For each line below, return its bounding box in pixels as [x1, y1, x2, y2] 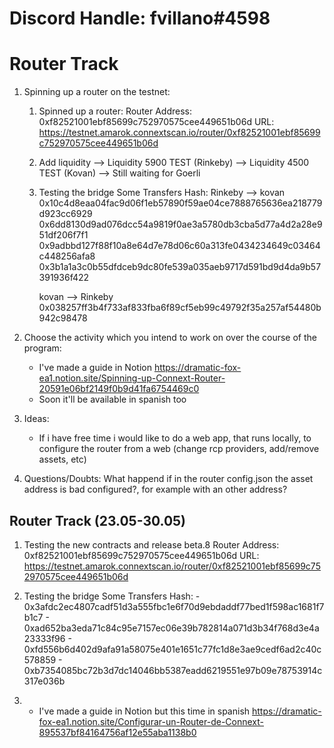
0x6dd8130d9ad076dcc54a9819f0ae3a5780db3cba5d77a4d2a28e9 [38, 218, 323, 231]
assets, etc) [38, 453, 87, 466]
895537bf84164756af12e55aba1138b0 [38, 726, 197, 738]
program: [23, 342, 62, 354]
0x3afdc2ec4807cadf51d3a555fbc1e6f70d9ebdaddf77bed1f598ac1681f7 [23, 600, 325, 612]
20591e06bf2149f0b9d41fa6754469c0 [38, 383, 200, 395]
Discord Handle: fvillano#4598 [9, 7, 271, 30]
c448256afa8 [38, 250, 96, 262]
